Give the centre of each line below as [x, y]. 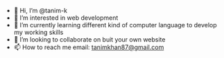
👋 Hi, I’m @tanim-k [41, 11]
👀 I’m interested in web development [66, 18]
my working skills [38, 32]
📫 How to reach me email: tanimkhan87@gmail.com [89, 47]
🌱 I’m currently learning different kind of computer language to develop [115, 25]
